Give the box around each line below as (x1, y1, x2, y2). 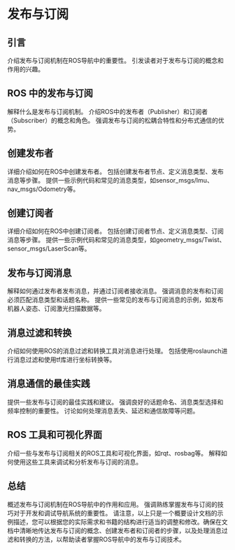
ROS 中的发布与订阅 (7, 87, 93, 99)
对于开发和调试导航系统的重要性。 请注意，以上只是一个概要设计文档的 (13, 509, 218, 517)
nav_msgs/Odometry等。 (7, 185, 80, 193)
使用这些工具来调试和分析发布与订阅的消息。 (13, 458, 142, 466)
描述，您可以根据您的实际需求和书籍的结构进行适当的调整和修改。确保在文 (13, 517, 228, 526)
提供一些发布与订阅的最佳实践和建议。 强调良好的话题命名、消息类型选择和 (7, 397, 224, 406)
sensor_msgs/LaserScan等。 (7, 244, 91, 253)
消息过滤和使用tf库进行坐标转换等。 (13, 355, 116, 364)
